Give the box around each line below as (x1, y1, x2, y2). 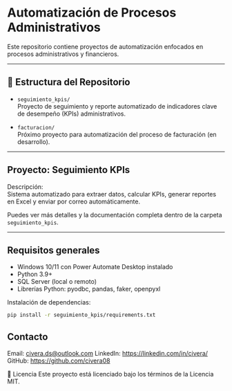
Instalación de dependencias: (7, 298, 91, 307)
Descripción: (7, 182, 43, 191)
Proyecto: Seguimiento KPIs (7, 164, 130, 176)
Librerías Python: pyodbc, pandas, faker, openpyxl (17, 285, 161, 293)
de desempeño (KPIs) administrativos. (17, 109, 126, 118)
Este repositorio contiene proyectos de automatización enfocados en (7, 42, 204, 51)
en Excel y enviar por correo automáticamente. (7, 197, 140, 206)
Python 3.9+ (17, 270, 53, 278)
